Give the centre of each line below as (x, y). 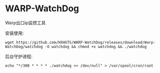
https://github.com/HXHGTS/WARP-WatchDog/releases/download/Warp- (86, 42)
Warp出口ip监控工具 (25, 23)
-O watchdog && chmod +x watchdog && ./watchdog (96, 47)
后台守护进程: (19, 56)
